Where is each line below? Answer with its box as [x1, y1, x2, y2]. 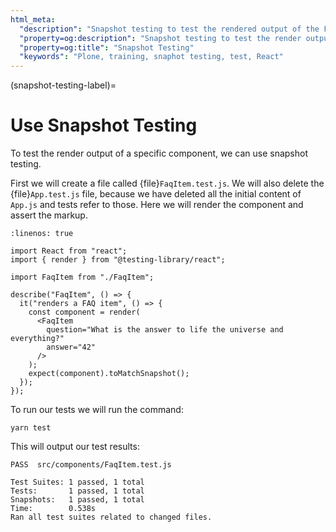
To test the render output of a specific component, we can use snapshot [10, 147, 309, 160]
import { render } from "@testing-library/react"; [10, 255, 226, 265]
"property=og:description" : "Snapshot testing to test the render [19, 33, 302, 43]
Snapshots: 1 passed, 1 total [10, 495, 145, 505]
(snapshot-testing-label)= [10, 79, 117, 91]
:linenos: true [10, 229, 74, 239]
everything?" [10, 334, 65, 344]
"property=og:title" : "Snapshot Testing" [19, 42, 195, 53]
